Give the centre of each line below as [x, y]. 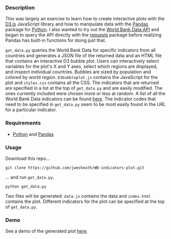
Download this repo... [28, 158]
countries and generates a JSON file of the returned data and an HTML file [83, 56]
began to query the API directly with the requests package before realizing [83, 35]
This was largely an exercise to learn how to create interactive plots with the [85, 19]
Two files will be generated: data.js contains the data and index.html [78, 196]
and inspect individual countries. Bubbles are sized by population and [78, 72]
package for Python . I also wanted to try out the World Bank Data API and [82, 30]
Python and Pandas [33, 134]
